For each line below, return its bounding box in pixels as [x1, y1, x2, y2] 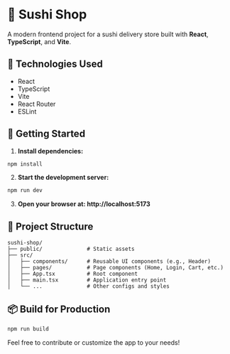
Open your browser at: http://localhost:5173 [17, 200, 150, 208]
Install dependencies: [17, 146, 84, 155]
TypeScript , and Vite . [7, 37, 72, 45]
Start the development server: [17, 173, 109, 182]
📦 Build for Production [7, 303, 111, 315]
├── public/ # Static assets [7, 245, 135, 253]
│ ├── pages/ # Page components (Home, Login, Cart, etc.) [7, 264, 224, 272]
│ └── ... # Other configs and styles [7, 283, 170, 290]
